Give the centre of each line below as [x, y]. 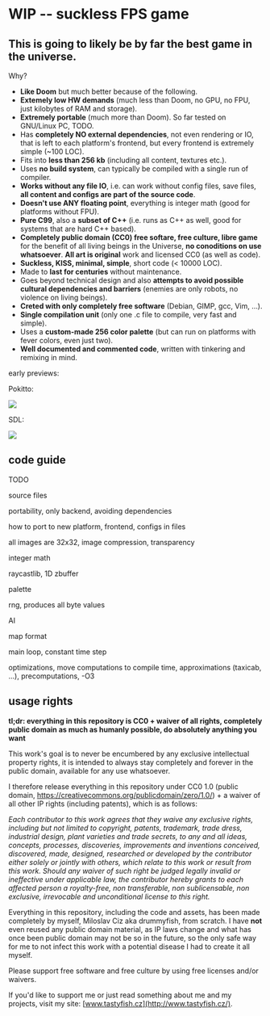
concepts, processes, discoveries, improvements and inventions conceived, [134, 845]
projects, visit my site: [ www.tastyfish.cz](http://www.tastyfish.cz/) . [120, 1003]
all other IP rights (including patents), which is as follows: [103, 804]
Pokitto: [21, 389]
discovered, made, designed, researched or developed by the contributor [130, 854]
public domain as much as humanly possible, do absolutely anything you [133, 729]
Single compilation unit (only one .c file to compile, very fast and [128, 315]
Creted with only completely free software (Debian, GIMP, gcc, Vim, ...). [141, 306]
